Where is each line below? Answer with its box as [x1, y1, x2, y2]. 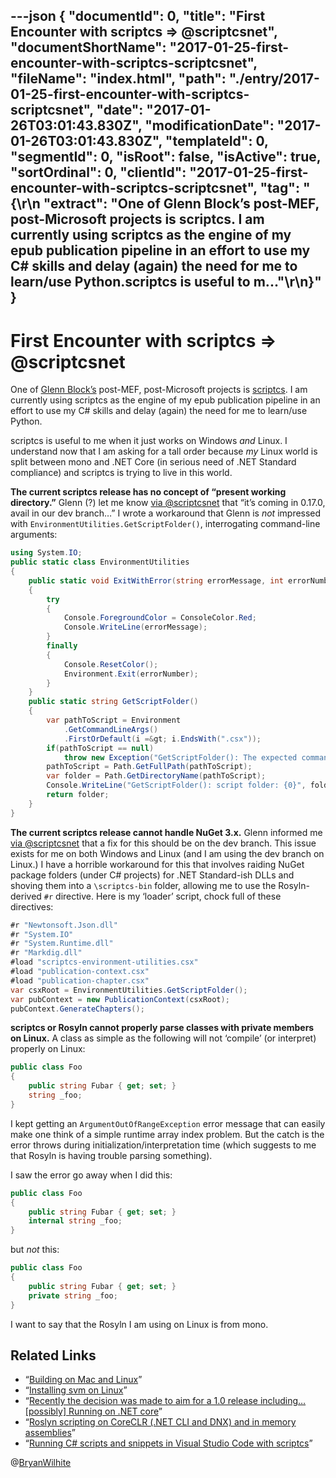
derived [10, 890, 42, 902]
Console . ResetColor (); [63, 659, 159, 669]
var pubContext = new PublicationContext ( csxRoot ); [10, 994, 230, 1004]
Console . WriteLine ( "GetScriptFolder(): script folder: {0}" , [46, 780, 307, 791]
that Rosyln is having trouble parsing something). [10, 1149, 213, 1161]
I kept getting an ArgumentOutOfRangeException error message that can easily [10, 1117, 326, 1129]
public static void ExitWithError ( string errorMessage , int [28, 575, 284, 586]
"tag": [259, 180, 300, 197]
